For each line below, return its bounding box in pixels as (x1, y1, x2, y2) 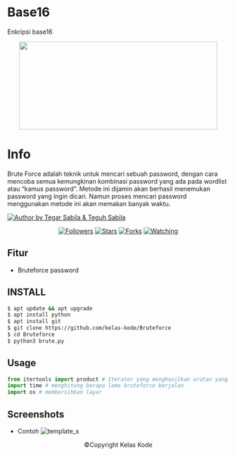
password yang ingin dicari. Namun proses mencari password (7, 191, 187, 201)
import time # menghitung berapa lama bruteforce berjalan (7, 382, 184, 389)
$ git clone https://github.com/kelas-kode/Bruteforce (7, 324, 172, 331)
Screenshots (7, 408, 65, 420)
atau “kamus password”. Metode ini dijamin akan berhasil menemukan (7, 184, 211, 193)
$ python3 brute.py (7, 337, 65, 345)
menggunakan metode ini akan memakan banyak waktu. (7, 199, 171, 208)
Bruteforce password (17, 265, 79, 274)
